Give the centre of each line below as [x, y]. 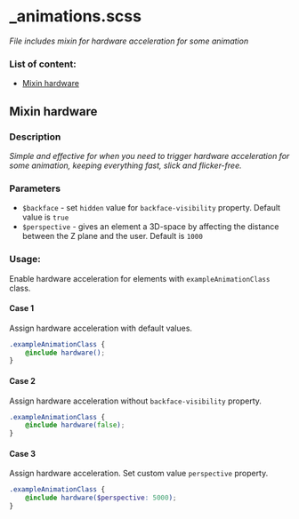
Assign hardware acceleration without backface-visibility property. [136, 401]
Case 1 [22, 308]
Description [35, 137]
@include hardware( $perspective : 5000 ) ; [101, 498]
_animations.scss [76, 16]
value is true [45, 217]
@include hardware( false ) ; [75, 425]
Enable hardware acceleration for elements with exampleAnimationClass [140, 278]
